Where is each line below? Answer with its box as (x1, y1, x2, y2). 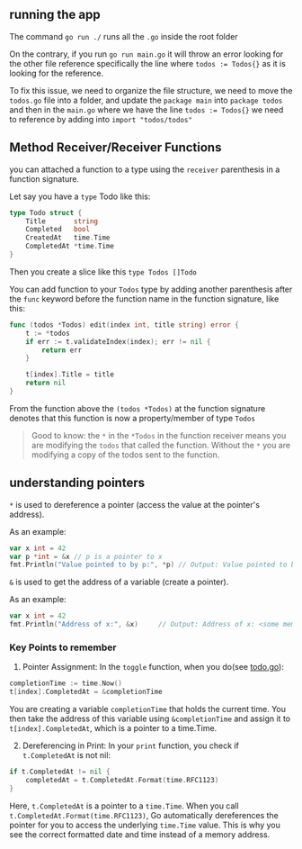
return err (41, 346, 83, 355)
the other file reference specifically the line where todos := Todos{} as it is (9, 58, 286, 68)
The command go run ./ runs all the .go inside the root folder (9, 31, 238, 41)
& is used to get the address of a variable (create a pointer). (9, 576, 229, 588)
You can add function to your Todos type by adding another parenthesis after (9, 284, 293, 294)
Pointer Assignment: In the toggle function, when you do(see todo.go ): (22, 662, 285, 673)
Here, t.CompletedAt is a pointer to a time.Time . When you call (9, 800, 240, 811)
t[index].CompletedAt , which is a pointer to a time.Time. (9, 723, 218, 734)
